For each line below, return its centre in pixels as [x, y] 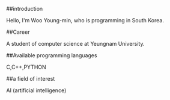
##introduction [25, 9]
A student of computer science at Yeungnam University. [75, 44]
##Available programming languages [52, 55]
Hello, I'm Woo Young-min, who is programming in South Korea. [85, 20]
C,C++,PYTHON [26, 67]
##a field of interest [31, 79]
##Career [18, 32]
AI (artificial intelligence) [36, 90]
